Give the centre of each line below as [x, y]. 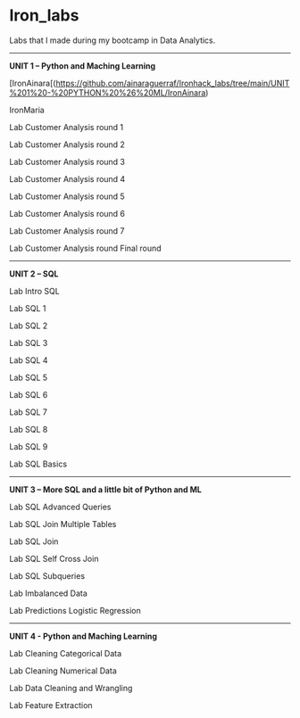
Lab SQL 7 [28, 412]
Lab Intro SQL [34, 291]
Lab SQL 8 [29, 429]
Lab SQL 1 [28, 308]
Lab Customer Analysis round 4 [67, 178]
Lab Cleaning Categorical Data [66, 653]
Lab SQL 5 [29, 377]
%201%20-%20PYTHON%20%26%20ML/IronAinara [108, 92]
